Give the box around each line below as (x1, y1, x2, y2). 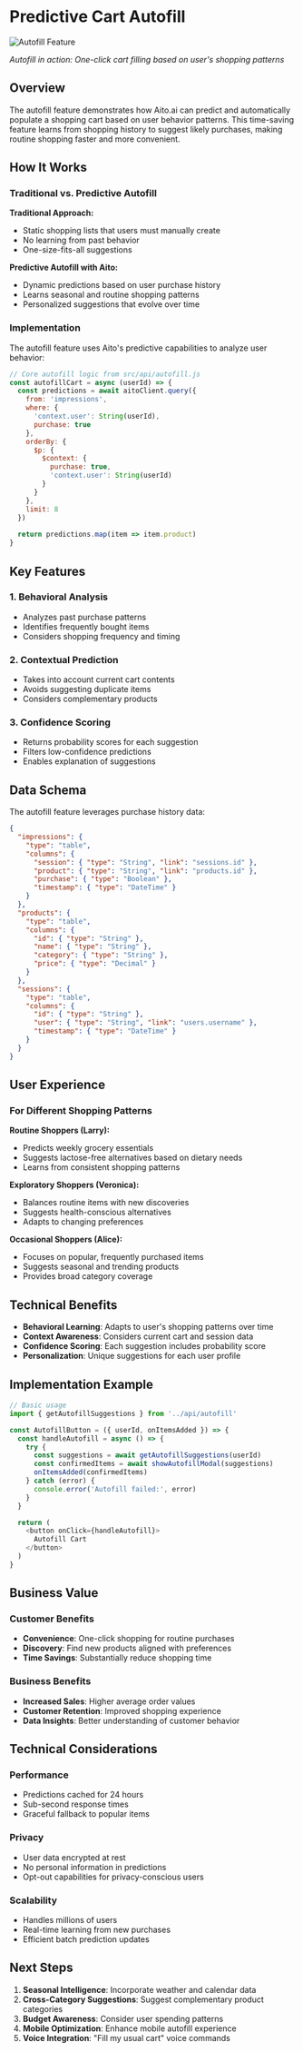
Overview (9, 80, 66, 96)
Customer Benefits (9, 1612, 95, 1625)
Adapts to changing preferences (22, 1216, 143, 1227)
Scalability (9, 1894, 57, 1907)
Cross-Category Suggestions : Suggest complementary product (22, 1994, 265, 2005)
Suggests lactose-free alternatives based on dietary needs (22, 1152, 243, 1164)
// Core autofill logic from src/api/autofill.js (9, 370, 201, 379)
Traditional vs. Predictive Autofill (9, 187, 157, 200)
